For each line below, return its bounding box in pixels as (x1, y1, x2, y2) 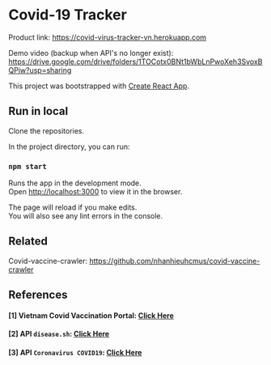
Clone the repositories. (8, 125, 85, 135)
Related (8, 235, 49, 248)
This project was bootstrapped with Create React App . (8, 81, 190, 91)
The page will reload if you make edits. (8, 202, 138, 212)
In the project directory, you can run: (8, 142, 130, 151)
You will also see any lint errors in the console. (8, 211, 163, 221)
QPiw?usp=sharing (8, 65, 72, 74)
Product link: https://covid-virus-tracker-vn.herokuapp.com (8, 32, 207, 42)
